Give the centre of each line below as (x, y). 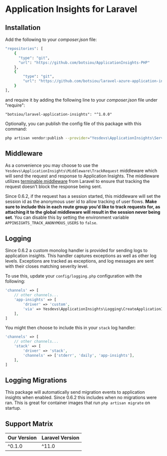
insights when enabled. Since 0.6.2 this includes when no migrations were (81, 398)
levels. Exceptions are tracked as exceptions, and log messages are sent (80, 261)
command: (16, 129)
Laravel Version (60, 438)
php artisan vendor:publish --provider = (48, 138)
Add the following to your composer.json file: (51, 39)
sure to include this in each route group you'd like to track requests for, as (83, 207)
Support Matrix (29, 424)
